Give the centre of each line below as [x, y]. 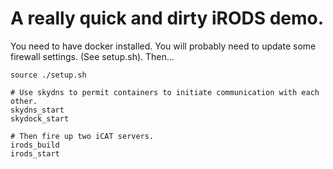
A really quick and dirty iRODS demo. [167, 18]
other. [24, 101]
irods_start [35, 153]
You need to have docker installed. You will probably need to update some [163, 46]
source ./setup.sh [48, 75]
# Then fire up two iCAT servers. [82, 136]
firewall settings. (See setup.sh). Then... [92, 56]
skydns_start [37, 110]
